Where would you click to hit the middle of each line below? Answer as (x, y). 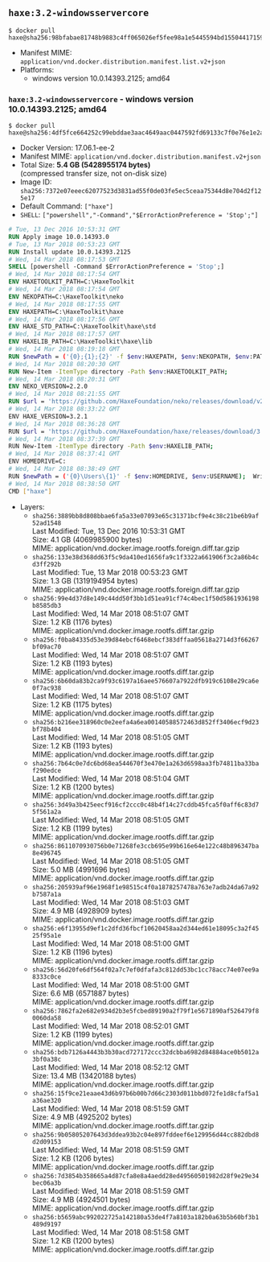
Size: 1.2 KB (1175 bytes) (72, 704)
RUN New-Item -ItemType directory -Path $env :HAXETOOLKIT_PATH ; (118, 371)
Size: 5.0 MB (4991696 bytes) (81, 869)
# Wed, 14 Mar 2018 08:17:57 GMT (64, 334)
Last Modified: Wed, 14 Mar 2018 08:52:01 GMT (111, 1025)
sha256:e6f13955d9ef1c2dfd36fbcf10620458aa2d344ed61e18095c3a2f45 (145, 928)
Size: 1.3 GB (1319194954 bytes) (85, 580)
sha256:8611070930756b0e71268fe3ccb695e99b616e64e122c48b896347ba (145, 846)
